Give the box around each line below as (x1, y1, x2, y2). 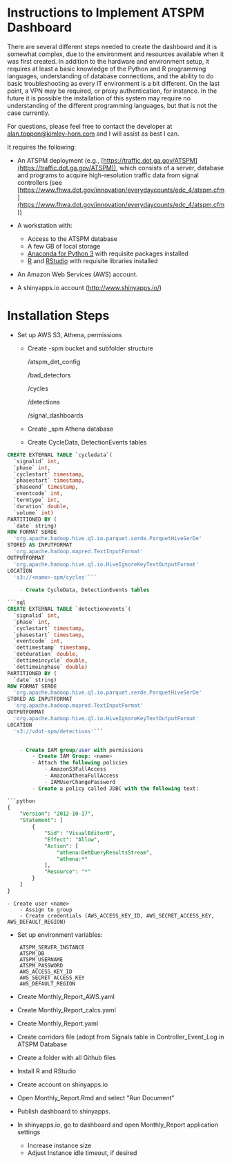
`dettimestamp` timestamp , (13, 644, 91, 652)
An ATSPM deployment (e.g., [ (17, 156, 104, 164)
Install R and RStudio (17, 1066, 77, 1075)
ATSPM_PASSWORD (19, 962, 64, 969)
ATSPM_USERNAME (19, 956, 64, 963)
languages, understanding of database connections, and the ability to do (7, 71, 214, 80)
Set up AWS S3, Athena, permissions (17, 330, 122, 339)
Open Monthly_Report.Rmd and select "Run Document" (17, 1093, 175, 1102)
